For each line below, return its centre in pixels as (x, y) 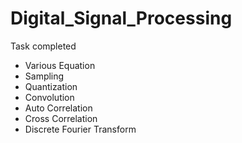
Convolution (49, 97)
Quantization (51, 86)
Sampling (44, 76)
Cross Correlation (61, 118)
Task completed (43, 46)
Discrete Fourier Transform (80, 129)
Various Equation (60, 65)
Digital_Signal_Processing (121, 18)
